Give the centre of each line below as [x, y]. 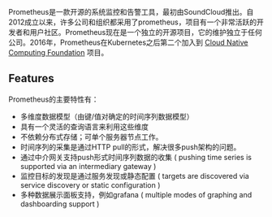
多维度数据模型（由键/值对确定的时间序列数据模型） [107, 116]
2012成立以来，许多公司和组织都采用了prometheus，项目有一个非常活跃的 [133, 22]
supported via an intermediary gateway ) [88, 166]
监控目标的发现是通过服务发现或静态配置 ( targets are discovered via [134, 176]
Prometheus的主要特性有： [54, 99]
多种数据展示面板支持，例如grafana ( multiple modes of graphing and [136, 194]
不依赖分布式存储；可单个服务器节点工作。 [91, 137]
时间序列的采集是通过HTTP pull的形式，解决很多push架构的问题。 [130, 147]
